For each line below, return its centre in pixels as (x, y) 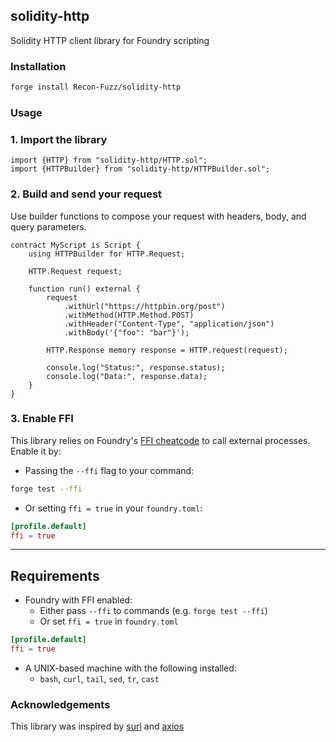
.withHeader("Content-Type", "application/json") (169, 324)
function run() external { (84, 289)
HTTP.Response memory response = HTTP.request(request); (167, 350)
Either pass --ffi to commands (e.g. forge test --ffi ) (153, 611)
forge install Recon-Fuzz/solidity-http (96, 87)
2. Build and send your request (86, 194)
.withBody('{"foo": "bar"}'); (126, 332)
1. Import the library (59, 139)
